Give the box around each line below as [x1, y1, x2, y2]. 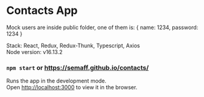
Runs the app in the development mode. [6, 77, 107, 85]
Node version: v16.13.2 [6, 48, 63, 55]
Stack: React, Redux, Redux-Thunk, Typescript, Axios [6, 42, 140, 49]
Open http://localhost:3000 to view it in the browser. [6, 84, 138, 91]
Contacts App [6, 4, 78, 18]
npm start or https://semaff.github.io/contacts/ [6, 63, 149, 72]
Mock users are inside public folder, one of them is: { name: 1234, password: [6, 24, 199, 31]
